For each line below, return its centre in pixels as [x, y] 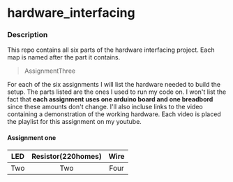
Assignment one [32, 138]
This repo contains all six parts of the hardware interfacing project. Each [111, 50]
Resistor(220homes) [67, 156]
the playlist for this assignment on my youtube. [74, 122]
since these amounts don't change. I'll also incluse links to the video [105, 107]
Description [28, 35]
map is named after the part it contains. [64, 57]
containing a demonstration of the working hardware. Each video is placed [114, 114]
